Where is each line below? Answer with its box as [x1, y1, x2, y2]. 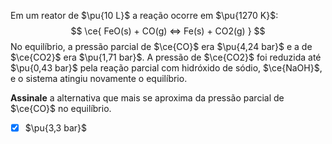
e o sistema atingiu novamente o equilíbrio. [10, 73, 188, 84]
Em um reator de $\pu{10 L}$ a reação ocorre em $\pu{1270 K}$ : [10, 10, 279, 21]
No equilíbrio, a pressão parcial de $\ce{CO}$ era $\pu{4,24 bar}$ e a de [10, 41, 313, 52]
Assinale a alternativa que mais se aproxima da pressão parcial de [10, 92, 285, 104]
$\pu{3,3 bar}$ [24, 122, 87, 134]
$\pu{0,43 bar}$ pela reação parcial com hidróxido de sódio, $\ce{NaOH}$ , [10, 62, 323, 74]
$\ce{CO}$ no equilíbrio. [10, 103, 112, 114]
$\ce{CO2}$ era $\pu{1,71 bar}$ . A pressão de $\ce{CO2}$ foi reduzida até [10, 51, 322, 63]
